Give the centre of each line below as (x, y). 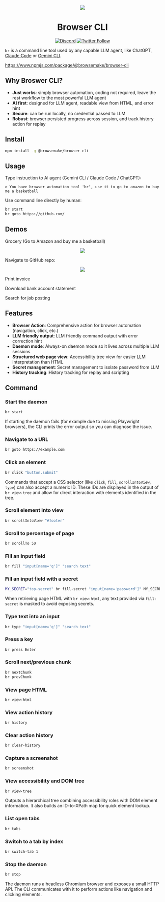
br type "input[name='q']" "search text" (48, 627)
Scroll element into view (34, 510)
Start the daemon (26, 401)
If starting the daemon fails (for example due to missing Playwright (72, 422)
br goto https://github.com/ (35, 214)
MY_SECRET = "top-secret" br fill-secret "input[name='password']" (73, 589)
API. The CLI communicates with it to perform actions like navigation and (79, 889)
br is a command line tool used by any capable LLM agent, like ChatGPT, (79, 50)
